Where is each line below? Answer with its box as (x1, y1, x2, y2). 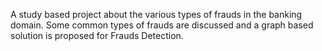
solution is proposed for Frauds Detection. (10, 30, 184, 41)
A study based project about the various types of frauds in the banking (10, 9, 303, 20)
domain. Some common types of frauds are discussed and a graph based (10, 19, 314, 31)
